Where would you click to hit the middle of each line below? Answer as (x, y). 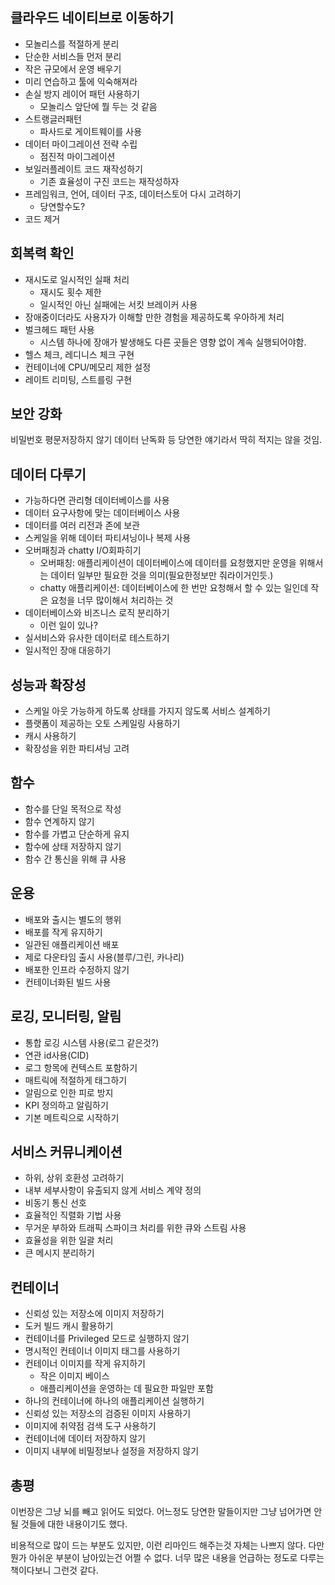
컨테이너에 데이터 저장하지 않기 (85, 1439)
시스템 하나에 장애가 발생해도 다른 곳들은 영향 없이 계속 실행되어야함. (173, 342)
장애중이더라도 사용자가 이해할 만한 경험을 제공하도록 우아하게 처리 (154, 317)
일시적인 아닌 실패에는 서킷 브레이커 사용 (118, 304)
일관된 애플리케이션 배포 (72, 944)
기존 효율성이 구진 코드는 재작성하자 (109, 181)
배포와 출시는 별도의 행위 (73, 919)
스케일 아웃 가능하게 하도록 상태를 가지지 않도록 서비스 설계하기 (147, 711)
